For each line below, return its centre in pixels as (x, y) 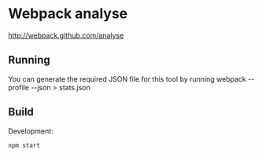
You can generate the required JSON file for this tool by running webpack (127, 78)
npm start (24, 145)
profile (19, 87)
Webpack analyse (68, 14)
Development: (31, 131)
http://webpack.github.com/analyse (66, 35)
